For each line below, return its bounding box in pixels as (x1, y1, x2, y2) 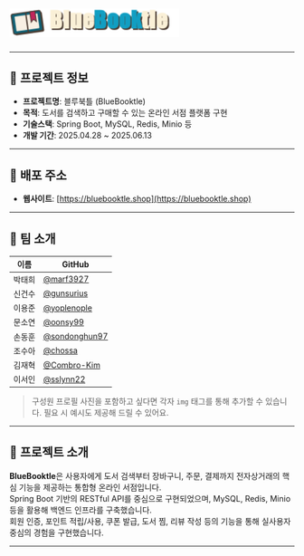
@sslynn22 (43, 373, 86, 384)
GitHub (62, 258, 90, 270)
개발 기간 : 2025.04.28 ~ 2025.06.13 (22, 130, 152, 141)
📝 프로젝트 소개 (9, 445, 89, 460)
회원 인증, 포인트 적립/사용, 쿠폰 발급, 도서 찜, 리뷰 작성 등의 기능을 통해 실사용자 (9, 515, 291, 526)
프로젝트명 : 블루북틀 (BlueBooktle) (22, 96, 147, 107)
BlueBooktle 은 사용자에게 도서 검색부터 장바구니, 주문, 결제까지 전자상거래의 (9, 470, 280, 481)
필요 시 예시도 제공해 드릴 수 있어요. (43, 407, 169, 417)
